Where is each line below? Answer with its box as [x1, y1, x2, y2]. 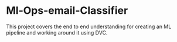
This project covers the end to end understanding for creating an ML [6, 23, 172, 30]
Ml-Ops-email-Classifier [6, 4, 128, 17]
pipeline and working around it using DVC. [6, 29, 108, 36]
